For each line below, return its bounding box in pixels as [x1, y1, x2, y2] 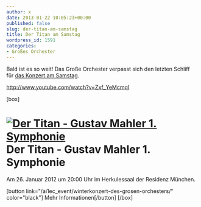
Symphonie [6, 155, 66, 169]
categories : [6, 43, 37, 49]
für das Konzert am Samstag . [6, 71, 80, 79]
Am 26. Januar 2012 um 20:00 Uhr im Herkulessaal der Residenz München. [6, 175, 196, 183]
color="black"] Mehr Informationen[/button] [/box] [6, 194, 133, 201]
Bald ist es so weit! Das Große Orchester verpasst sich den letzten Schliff [6, 65, 190, 72]
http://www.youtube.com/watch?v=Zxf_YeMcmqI [6, 83, 130, 91]
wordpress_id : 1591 [6, 37, 56, 43]
